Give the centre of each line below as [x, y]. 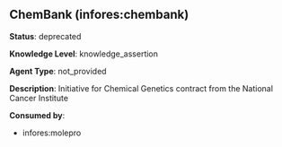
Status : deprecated [45, 36]
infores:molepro [52, 133]
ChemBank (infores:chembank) [99, 15]
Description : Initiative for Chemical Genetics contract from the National [141, 88]
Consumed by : [37, 115]
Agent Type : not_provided [58, 71]
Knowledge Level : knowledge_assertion [84, 54]
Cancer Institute [39, 98]
